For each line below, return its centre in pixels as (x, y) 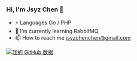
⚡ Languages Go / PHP (43, 23)
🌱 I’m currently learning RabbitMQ (57, 31)
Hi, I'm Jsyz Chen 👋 (35, 9)
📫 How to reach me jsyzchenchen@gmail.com (73, 38)
